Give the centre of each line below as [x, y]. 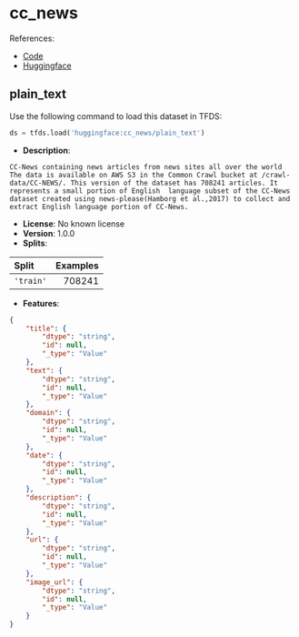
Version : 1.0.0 [49, 233]
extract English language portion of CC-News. [99, 207]
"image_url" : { [55, 582]
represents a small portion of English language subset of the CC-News [150, 191]
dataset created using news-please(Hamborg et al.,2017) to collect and [150, 198]
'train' [30, 281]
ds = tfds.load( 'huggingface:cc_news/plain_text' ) [107, 133]
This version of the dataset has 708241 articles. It [174, 183]
